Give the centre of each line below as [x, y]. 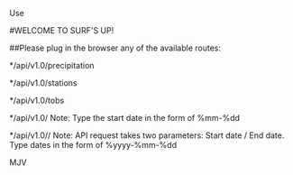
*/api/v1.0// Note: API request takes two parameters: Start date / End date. [147, 135]
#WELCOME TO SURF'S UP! [62, 30]
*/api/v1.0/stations [43, 83]
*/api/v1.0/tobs [37, 100]
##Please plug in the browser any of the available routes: [115, 48]
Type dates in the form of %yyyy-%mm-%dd [93, 145]
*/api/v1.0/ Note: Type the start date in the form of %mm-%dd [125, 118]
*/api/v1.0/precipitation [52, 65]
